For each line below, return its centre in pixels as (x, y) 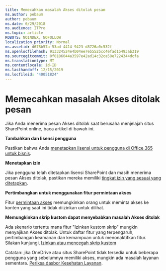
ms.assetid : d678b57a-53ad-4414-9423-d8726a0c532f (59, 47)
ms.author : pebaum (24, 14)
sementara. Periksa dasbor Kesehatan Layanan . (54, 263)
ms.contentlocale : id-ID (31, 65)
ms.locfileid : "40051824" (32, 75)
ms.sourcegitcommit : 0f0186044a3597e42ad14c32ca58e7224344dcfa (72, 56)
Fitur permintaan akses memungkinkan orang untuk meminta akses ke (77, 202)
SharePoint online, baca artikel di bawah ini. (50, 129)
